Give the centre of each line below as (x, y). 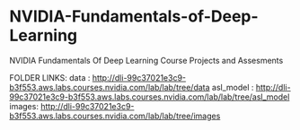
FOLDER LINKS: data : (50, 77)
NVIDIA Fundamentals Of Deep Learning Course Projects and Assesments (146, 60)
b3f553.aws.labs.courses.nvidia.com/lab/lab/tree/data (110, 87)
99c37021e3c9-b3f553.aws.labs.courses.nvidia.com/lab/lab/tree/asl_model (150, 97)
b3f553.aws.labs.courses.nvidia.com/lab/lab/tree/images (115, 116)
